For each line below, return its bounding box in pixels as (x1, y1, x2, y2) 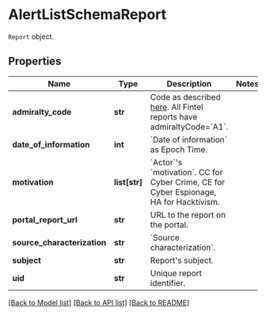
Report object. (8, 32, 55, 41)
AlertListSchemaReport (8, 6, 167, 24)
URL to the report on (150, 209, 226, 220)
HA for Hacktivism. (150, 196, 220, 207)
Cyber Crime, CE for (150, 176, 226, 188)
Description (166, 78, 212, 89)
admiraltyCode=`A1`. (150, 121, 229, 132)
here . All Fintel (150, 101, 203, 112)
